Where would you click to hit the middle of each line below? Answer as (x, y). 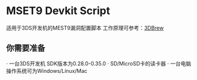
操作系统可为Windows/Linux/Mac (47, 71)
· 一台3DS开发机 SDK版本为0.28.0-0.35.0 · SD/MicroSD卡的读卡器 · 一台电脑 (98, 64)
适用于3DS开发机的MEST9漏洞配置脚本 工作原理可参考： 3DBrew (85, 28)
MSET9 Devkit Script (58, 11)
